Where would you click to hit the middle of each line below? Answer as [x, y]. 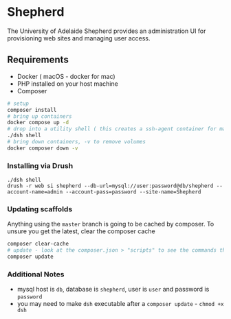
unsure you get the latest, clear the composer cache [81, 231]
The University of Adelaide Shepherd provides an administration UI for [107, 31]
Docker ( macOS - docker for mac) [66, 76]
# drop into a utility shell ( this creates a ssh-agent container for [112, 129]
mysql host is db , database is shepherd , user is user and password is [113, 290]
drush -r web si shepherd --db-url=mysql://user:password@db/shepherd [110, 186]
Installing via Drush [40, 165]
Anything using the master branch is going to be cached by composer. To [111, 224]
